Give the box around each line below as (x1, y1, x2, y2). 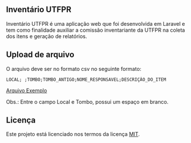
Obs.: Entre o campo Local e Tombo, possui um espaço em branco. (6, 98, 169, 105)
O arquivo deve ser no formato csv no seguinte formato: (6, 65, 142, 72)
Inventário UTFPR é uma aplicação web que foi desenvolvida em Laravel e (6, 20, 186, 27)
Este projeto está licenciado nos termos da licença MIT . (6, 131, 140, 138)
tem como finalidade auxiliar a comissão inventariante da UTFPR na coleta (6, 26, 186, 33)
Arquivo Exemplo (6, 87, 47, 94)
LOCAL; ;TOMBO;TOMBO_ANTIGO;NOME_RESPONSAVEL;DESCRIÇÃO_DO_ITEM (6, 76, 166, 83)
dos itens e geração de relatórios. (6, 32, 87, 40)
